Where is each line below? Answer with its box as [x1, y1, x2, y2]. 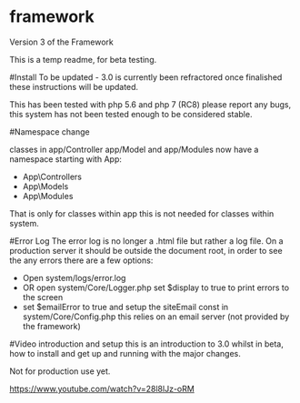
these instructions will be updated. [9, 81, 139, 92]
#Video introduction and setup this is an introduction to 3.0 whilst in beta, [9, 338, 284, 349]
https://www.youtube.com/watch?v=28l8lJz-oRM [9, 383, 195, 394]
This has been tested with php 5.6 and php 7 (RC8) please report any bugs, [9, 98, 292, 110]
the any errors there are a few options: [9, 255, 154, 266]
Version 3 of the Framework [9, 36, 114, 47]
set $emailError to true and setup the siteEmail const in [22, 301, 229, 312]
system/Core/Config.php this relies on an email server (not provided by [22, 311, 290, 322]
